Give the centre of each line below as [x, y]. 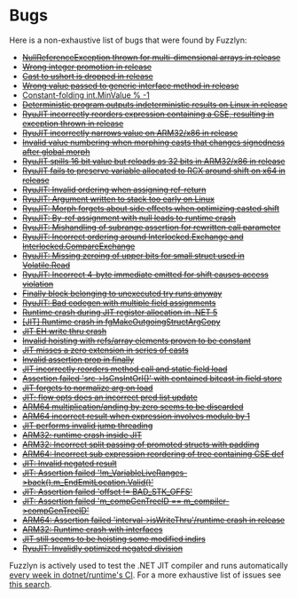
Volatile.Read [46, 265]
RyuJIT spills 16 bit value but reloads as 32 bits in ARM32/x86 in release [153, 161]
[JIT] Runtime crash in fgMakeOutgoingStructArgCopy [121, 322]
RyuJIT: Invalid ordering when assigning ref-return [114, 189]
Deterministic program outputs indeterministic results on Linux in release [155, 104]
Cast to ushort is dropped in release [87, 76]
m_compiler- [206, 501]
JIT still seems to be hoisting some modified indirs [113, 538]
